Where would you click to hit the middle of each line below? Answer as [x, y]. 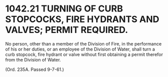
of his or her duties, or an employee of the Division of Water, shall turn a [80, 49]
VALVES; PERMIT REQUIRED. [67, 30]
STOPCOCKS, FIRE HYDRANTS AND [82, 19]
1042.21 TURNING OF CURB [64, 9]
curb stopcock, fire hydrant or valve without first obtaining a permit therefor [84, 54]
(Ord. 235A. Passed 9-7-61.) [35, 69]
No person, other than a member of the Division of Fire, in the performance [83, 43]
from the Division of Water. [33, 59]
